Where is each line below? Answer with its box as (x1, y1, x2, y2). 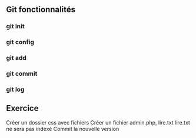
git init (6, 22, 25, 31)
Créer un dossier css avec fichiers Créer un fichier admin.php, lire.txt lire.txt (6, 119, 190, 126)
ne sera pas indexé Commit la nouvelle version (6, 125, 119, 132)
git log (6, 85, 25, 93)
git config (6, 38, 34, 46)
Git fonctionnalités (6, 5, 76, 15)
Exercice (6, 103, 39, 113)
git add (6, 54, 26, 62)
